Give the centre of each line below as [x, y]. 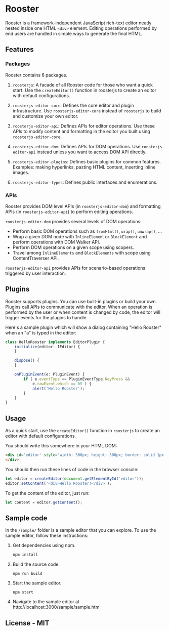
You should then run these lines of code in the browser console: [72, 469]
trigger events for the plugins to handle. [47, 317]
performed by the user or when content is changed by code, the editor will [83, 312]
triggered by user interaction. [36, 273]
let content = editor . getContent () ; [44, 502]
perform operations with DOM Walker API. [56, 242]
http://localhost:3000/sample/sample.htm [56, 607]
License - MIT [27, 623]
